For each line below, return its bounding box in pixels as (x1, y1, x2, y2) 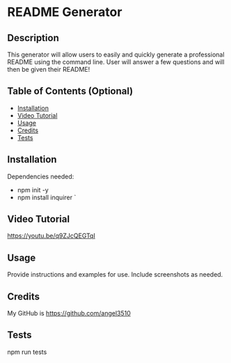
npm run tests (7, 348, 47, 356)
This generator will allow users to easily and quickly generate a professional (7, 50, 225, 59)
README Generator (7, 4, 122, 20)
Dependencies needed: (7, 172, 74, 180)
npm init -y (17, 185, 49, 194)
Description (7, 32, 59, 44)
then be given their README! (7, 65, 90, 73)
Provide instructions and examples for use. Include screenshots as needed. (7, 270, 223, 279)
